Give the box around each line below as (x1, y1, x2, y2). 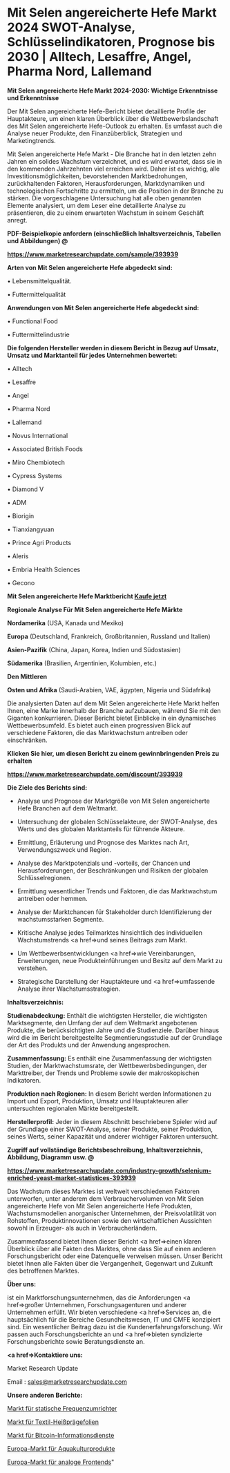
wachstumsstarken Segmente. (17, 915, 104, 923)
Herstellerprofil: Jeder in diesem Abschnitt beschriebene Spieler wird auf (7, 1117, 218, 1125)
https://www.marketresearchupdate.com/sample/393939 (7, 250, 178, 258)
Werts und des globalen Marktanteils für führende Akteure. (17, 824, 185, 833)
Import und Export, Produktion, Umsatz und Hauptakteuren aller (7, 1096, 189, 1105)
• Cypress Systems (7, 471, 62, 479)
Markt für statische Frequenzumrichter (7, 1404, 117, 1412)
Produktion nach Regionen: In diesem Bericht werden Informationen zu (7, 1090, 212, 1098)
